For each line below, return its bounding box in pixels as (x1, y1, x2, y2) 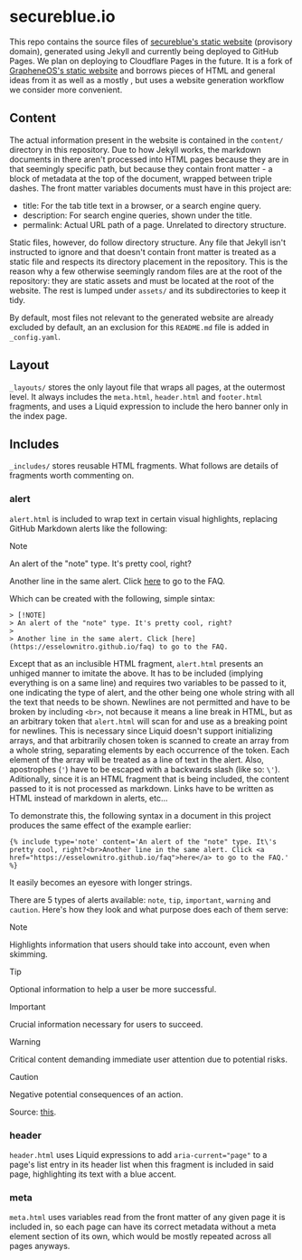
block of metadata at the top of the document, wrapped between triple (9, 173, 273, 184)
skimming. (9, 948, 48, 960)
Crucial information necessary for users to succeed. (9, 1018, 203, 1029)
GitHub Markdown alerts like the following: (9, 523, 168, 534)
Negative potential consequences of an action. (9, 1088, 184, 1100)
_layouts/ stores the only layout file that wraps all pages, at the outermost (9, 382, 286, 393)
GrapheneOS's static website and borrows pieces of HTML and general (9, 65, 276, 76)
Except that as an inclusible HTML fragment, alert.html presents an (9, 658, 264, 668)
